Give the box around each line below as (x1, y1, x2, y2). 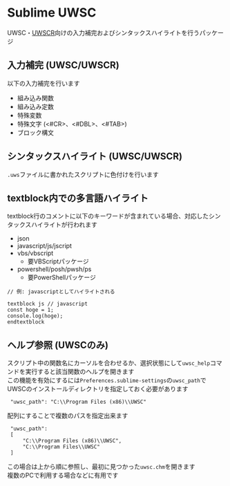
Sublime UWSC (7, 5, 97, 21)
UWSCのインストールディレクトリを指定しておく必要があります (7, 385, 189, 393)
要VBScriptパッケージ (27, 257, 90, 265)
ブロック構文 (17, 128, 54, 136)
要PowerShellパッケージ (27, 273, 97, 281)
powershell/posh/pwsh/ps (17, 265, 92, 274)
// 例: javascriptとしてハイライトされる (7, 288, 115, 295)
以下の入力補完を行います (7, 79, 80, 87)
